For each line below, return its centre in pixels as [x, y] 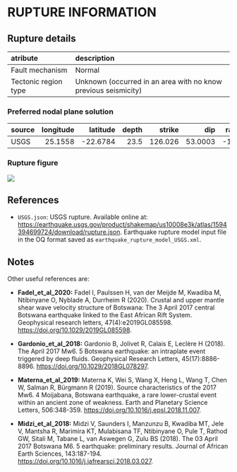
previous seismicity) [109, 90]
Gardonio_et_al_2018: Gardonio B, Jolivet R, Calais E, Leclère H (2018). [121, 344]
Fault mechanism [39, 70]
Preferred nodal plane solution [61, 112]
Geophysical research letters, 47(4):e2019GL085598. [95, 323]
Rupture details [42, 39]
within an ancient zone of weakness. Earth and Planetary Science [113, 403]
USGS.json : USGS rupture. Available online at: [83, 217]
